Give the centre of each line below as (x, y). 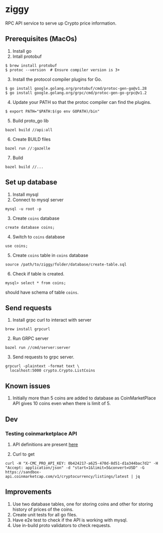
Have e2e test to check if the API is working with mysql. (70, 520)
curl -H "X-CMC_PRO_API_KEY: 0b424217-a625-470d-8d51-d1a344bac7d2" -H (81, 463)
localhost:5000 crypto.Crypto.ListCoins (52, 371)
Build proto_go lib (31, 120)
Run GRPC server (30, 339)
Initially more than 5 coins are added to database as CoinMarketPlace (84, 398)
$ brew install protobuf (31, 65)
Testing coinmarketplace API (41, 434)
